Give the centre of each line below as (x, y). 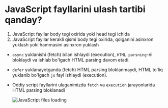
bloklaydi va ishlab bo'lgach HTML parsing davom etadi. (71, 60)
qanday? (24, 20)
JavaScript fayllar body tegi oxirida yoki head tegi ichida (71, 34)
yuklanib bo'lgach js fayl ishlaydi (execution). (60, 75)
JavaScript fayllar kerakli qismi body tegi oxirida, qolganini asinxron (83, 39)
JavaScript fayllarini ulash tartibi (75, 9)
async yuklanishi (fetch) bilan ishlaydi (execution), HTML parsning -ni (82, 55)
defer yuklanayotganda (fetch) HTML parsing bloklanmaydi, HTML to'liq (88, 70)
